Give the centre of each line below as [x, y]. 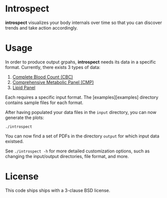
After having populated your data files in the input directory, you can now [81, 112]
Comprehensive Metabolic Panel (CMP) [53, 82]
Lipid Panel [24, 87]
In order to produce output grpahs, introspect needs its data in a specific [80, 62]
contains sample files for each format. [44, 102]
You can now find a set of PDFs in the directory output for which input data [82, 136]
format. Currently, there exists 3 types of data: [53, 67]
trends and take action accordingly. [41, 27]
